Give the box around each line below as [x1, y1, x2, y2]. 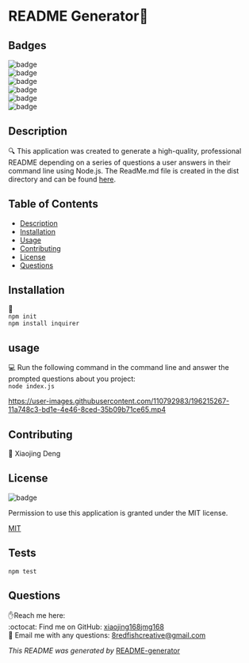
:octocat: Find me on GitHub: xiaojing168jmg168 [8, 622, 165, 631]
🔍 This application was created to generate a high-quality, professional [8, 146, 242, 155]
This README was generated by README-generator [8, 646, 181, 655]
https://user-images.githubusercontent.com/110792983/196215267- [8, 396, 230, 406]
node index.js [8, 383, 56, 391]
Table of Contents [8, 197, 99, 211]
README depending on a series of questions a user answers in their [8, 158, 232, 167]
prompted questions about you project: [8, 374, 136, 383]
